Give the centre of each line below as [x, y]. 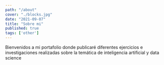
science [13, 58]
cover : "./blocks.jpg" [29, 14]
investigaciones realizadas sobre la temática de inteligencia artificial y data [82, 52]
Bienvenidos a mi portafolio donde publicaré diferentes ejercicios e [74, 47]
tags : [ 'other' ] [22, 33]
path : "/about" [21, 10]
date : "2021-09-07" [25, 19]
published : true [22, 28]
